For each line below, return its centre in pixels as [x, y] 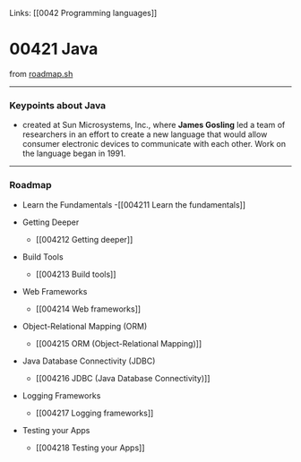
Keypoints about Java [58, 105]
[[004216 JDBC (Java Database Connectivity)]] [123, 378]
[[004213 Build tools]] [76, 274]
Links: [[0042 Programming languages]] [83, 13]
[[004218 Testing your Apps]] [90, 448]
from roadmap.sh [41, 73]
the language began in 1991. [74, 154]
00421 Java [54, 49]
